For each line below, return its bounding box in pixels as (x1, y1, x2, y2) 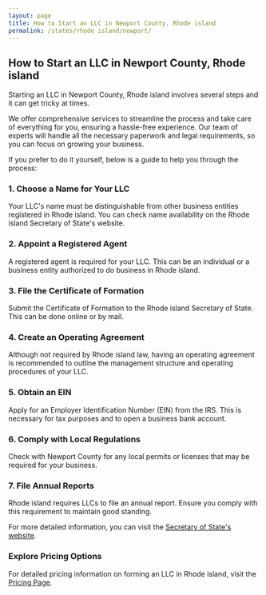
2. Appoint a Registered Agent (8, 238, 128, 250)
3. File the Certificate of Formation (8, 285, 145, 296)
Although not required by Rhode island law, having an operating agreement (8, 349, 256, 360)
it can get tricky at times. (8, 98, 90, 108)
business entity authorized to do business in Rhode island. (8, 265, 200, 274)
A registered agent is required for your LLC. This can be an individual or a (8, 257, 250, 266)
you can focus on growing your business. (8, 139, 145, 149)
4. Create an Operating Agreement (8, 332, 145, 342)
